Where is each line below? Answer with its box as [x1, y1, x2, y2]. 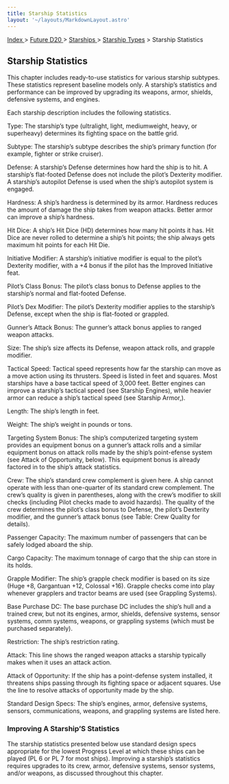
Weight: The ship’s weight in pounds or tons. [7, 421, 132, 429]
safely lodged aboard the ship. [7, 541, 94, 549]
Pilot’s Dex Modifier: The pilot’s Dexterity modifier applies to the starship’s [7, 303, 215, 311]
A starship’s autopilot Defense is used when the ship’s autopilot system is [7, 178, 214, 186]
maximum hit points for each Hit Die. [7, 241, 110, 249]
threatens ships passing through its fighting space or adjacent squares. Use [7, 679, 221, 687]
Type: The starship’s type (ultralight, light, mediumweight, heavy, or [7, 122, 197, 131]
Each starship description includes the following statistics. [7, 109, 171, 117]
